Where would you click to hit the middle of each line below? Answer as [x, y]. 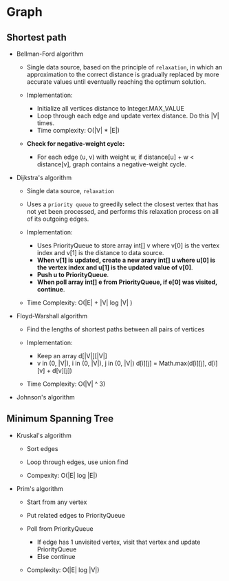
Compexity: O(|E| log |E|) [62, 475]
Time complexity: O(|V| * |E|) [78, 130]
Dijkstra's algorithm [44, 177]
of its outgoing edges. [58, 219]
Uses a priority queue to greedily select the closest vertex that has [122, 204]
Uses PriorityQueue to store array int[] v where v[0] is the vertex [128, 245]
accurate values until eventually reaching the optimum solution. [116, 82]
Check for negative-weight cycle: [76, 144]
